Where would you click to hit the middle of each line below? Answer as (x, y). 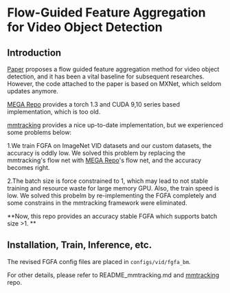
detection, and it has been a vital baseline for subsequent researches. (106, 76)
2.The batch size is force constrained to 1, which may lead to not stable (107, 181)
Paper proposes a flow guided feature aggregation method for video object (113, 69)
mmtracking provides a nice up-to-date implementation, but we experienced (115, 125)
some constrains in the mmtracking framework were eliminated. (97, 203)
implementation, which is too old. (54, 112)
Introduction (34, 53)
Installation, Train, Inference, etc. (80, 245)
